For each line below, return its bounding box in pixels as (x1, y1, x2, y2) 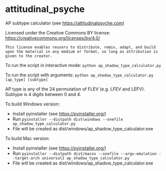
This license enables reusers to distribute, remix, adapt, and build (5, 44, 156, 49)
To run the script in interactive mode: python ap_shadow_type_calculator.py (5, 62, 161, 68)
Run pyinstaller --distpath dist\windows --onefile (12, 116, 123, 122)
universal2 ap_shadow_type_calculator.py (42, 155, 130, 160)
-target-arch (12, 155, 40, 160)
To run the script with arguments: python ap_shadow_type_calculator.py (5, 71, 154, 78)
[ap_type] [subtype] (5, 77, 49, 82)
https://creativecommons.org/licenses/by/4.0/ (5, 35, 100, 41)
